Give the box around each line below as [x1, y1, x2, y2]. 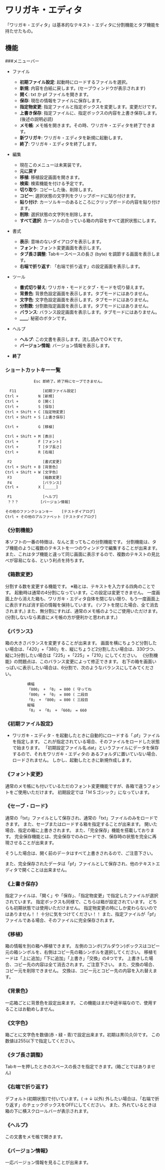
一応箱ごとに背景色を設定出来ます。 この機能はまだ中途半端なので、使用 [5, 1000, 153, 1006]
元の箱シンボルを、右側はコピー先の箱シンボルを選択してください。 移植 [5, 949, 153, 955]
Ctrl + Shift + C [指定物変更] [5, 410, 66, 415]
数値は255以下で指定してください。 [5, 1038, 78, 1044]
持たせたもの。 [5, 28, 35, 34]
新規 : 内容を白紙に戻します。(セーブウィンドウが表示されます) [19, 85, 146, 91]
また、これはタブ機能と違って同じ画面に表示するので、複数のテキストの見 [5, 551, 156, 557]
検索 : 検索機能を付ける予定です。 [19, 180, 87, 186]
